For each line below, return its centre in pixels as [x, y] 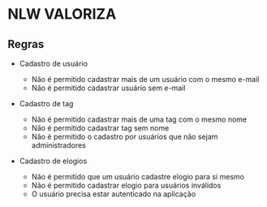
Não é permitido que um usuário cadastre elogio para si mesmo [138, 177]
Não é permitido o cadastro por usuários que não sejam [125, 136]
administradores [59, 145]
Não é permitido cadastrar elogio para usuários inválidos [126, 185]
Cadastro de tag [46, 103]
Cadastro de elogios [53, 161]
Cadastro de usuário [54, 63]
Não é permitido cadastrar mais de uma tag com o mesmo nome [139, 119]
